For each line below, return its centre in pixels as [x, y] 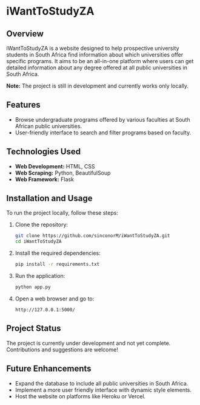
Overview [25, 34]
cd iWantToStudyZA [38, 241]
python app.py [33, 287]
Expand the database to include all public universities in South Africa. [102, 383]
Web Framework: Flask [45, 179]
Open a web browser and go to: [55, 299]
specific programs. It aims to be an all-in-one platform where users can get [100, 61]
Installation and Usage [49, 199]
